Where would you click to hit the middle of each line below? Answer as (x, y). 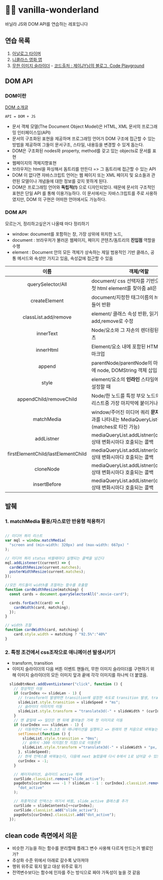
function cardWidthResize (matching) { (44, 590)
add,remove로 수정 (112, 321)
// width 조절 (18, 625)
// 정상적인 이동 (28, 688)
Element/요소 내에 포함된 (119, 346)
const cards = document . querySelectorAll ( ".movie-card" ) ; (69, 594)
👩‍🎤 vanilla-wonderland (52, 10)
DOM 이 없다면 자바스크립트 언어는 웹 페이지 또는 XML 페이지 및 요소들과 (81, 175)
